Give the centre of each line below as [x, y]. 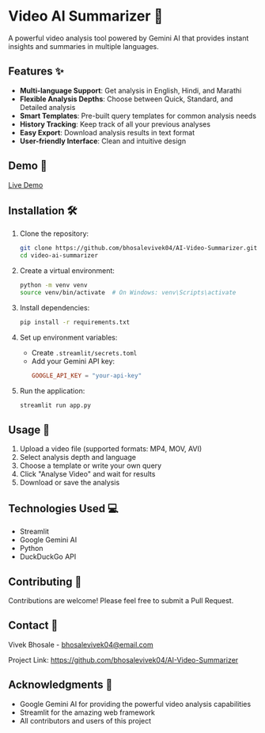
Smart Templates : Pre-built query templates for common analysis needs [138, 116]
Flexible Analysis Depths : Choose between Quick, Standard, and [126, 99]
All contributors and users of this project [85, 720]
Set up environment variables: [68, 337]
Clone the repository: [54, 234]
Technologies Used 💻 [63, 509]
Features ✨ [36, 72]
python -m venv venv [53, 285]
